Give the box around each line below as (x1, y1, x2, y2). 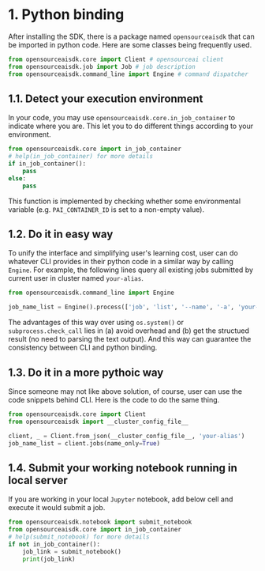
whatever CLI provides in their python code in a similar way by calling (8, 257, 234, 267)
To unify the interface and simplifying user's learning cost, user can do (8, 248, 238, 258)
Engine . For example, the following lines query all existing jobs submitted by (8, 265, 254, 274)
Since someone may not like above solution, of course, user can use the (8, 387, 243, 396)
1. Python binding (8, 6, 125, 24)
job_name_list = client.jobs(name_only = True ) (8, 439, 160, 448)
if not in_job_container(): (8, 540, 101, 548)
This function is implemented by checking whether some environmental (8, 196, 241, 206)
